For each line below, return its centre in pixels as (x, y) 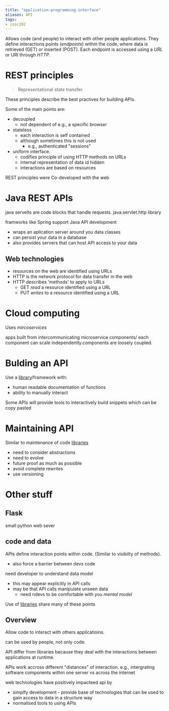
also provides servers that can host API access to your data (75, 243)
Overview (21, 620)
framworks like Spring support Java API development (61, 222)
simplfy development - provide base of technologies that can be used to (88, 692)
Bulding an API (37, 363)
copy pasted (18, 408)
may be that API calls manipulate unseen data (60, 589)
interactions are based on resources (58, 168)
